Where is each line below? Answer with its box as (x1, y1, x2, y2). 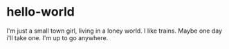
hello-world (6, 4, 75, 20)
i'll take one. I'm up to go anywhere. (6, 33, 109, 42)
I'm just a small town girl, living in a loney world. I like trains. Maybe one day (6, 27, 223, 35)
